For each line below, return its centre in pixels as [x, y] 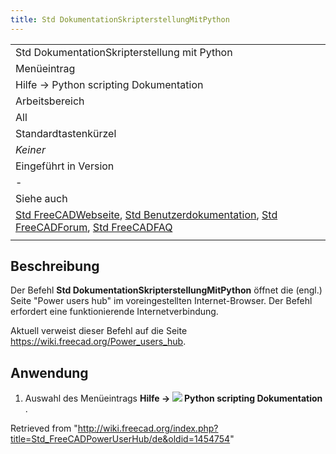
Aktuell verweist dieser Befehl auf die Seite [99, 331]
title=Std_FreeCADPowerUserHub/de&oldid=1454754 [120, 439]
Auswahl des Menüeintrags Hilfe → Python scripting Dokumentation [173, 398]
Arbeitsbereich [50, 101]
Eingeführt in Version [65, 166]
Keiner [30, 149]
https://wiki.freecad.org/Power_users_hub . [98, 342]
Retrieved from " [44, 428]
